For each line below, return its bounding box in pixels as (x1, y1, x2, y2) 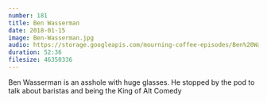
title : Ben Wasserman (8, 19, 80, 27)
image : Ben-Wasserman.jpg (8, 33, 94, 42)
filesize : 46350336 (8, 56, 73, 64)
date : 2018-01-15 (8, 26, 66, 34)
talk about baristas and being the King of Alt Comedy (8, 86, 182, 95)
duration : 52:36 (8, 48, 62, 56)
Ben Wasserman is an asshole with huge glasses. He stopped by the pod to (8, 77, 255, 87)
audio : (8, 41, 30, 49)
